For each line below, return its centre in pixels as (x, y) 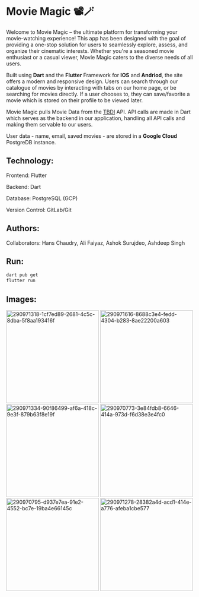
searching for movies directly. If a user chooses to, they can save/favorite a (98, 94)
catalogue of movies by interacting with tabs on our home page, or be (91, 87)
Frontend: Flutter (27, 175)
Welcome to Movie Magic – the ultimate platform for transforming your (92, 32)
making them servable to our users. (49, 124)
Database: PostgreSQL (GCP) (42, 198)
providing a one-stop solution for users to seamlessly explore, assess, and (97, 45)
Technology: (30, 161)
